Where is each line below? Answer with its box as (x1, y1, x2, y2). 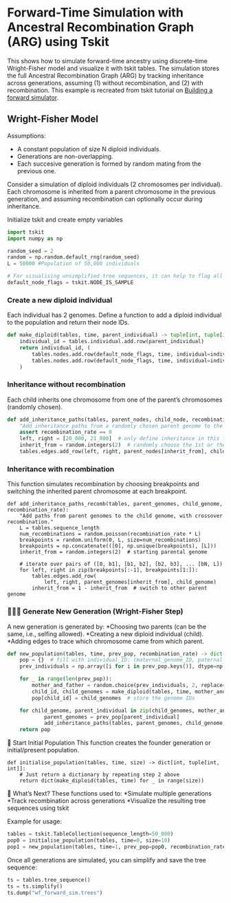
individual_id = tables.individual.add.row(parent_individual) (19, 338, 205, 345)
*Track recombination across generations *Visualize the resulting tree (7, 796, 206, 805)
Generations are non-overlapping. (16, 152, 113, 160)
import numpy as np (7, 235, 63, 242)
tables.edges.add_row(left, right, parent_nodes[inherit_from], (19, 448, 208, 455)
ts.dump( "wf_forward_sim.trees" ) (7, 889, 103, 896)
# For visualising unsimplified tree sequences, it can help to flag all (7, 273, 223, 280)
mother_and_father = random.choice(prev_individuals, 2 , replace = (32, 682, 226, 689)
